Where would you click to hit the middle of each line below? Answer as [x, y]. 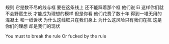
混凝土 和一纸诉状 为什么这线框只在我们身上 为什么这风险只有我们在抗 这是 [83, 20]
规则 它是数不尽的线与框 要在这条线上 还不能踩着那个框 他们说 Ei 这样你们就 [84, 7]
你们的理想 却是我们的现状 [33, 26]
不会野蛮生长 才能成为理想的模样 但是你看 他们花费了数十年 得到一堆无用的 [83, 13]
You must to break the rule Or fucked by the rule [56, 36]
